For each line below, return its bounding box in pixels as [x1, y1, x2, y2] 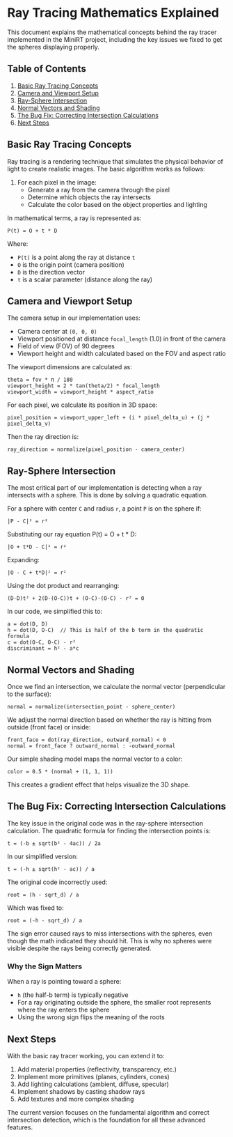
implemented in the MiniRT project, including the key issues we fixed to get [7, 35, 223, 43]
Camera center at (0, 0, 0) [17, 327, 97, 336]
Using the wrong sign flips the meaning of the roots [17, 1013, 165, 1021]
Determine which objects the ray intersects [27, 193, 152, 201]
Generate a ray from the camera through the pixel [27, 185, 170, 194]
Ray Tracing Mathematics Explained [7, 5, 220, 21]
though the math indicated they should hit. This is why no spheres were [7, 936, 212, 945]
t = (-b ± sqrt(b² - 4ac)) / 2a [7, 840, 101, 847]
